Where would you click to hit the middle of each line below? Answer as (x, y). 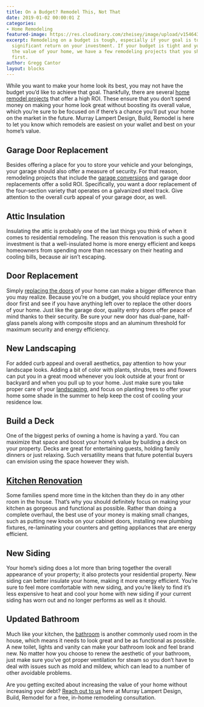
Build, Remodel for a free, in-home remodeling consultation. (81, 697)
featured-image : (27, 35)
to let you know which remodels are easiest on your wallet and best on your (101, 125)
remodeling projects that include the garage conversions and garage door (99, 178)
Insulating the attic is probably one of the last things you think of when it (97, 231)
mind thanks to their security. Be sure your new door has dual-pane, (92, 316)
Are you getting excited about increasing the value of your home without (97, 684)
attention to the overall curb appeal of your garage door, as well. (87, 197)
